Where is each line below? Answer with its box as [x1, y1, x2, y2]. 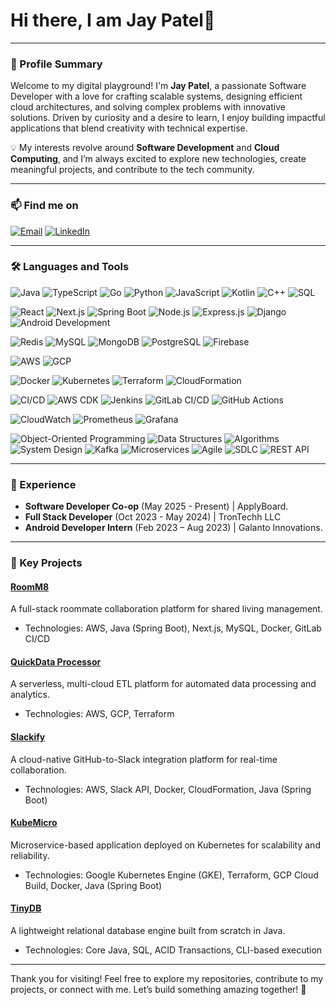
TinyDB [10, 902, 42, 914]
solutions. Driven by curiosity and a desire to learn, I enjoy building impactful [10, 112, 326, 124]
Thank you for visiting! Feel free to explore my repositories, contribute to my [10, 973, 324, 985]
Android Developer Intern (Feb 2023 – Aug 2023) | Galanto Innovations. [24, 522, 323, 534]
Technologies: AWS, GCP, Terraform [24, 708, 175, 720]
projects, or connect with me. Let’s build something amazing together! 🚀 [10, 984, 307, 996]
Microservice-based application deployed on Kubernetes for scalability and [10, 839, 321, 851]
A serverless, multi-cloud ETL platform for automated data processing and [10, 678, 317, 690]
